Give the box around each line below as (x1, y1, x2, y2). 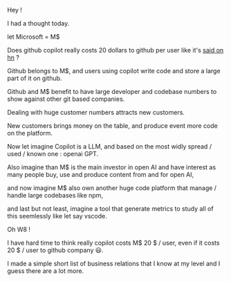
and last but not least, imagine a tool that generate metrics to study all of (7, 205, 214, 213)
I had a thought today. (7, 19, 70, 27)
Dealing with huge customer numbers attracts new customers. (7, 109, 185, 116)
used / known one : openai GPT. (7, 150, 99, 158)
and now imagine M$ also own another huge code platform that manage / (7, 184, 216, 192)
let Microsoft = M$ (7, 32, 60, 41)
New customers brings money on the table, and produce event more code (7, 122, 218, 130)
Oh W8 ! (7, 225, 31, 234)
